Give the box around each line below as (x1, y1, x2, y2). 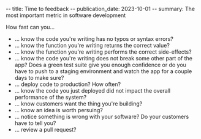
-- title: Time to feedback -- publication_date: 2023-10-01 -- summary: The (6, 5, 195, 12)
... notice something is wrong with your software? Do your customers (14, 113, 189, 120)
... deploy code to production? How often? (14, 80, 121, 88)
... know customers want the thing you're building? (14, 100, 143, 107)
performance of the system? (14, 94, 87, 101)
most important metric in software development (6, 12, 126, 19)
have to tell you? (14, 119, 56, 127)
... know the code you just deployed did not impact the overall (14, 87, 171, 94)
